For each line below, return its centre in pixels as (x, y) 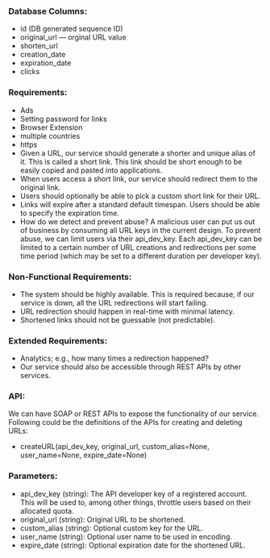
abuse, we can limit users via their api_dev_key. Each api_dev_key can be (141, 239)
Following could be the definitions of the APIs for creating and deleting (126, 423)
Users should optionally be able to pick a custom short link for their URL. (140, 196)
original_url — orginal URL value (73, 37)
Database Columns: (48, 11)
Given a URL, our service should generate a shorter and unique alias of (138, 153)
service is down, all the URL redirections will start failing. (114, 302)
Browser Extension (51, 127)
